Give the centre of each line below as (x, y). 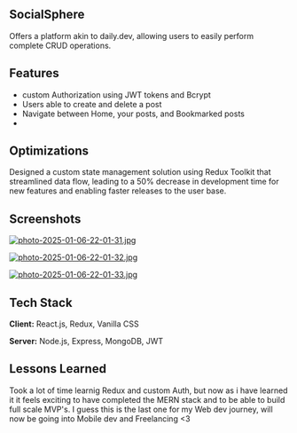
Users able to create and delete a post (92, 104)
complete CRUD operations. (60, 45)
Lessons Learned (58, 369)
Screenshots (45, 219)
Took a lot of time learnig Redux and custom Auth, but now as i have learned (148, 390)
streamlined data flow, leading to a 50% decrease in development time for (144, 182)
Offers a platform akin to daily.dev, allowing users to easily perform (132, 35)
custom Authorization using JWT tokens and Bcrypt (116, 94)
